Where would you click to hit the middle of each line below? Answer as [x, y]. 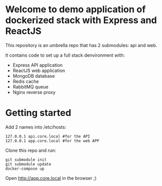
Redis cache [26, 81]
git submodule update [28, 164]
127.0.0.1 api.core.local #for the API [48, 136]
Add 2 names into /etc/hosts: [36, 127]
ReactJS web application [39, 71]
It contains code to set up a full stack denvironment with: [65, 55]
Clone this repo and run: [31, 150]
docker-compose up [25, 169]
